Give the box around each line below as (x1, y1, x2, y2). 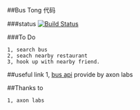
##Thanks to (7, 84, 43, 91)
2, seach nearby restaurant (7, 52, 88, 59)
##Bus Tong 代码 (7, 6, 56, 14)
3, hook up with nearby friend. (7, 58, 100, 65)
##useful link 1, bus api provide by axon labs (7, 71, 133, 78)
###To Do (7, 33, 36, 41)
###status (7, 20, 37, 27)
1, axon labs (7, 97, 45, 104)
